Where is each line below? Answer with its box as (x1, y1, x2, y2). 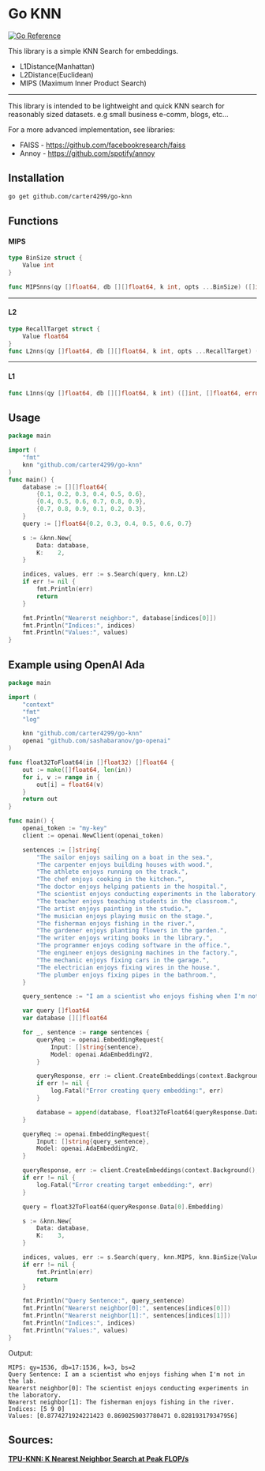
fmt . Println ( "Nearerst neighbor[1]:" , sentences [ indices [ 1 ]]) (22, 1312, 231, 1320)
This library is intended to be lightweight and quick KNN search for (8, 100, 225, 111)
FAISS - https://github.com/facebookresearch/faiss (19, 140, 186, 149)
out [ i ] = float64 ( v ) (36, 781, 104, 788)
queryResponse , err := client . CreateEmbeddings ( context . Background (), (22, 1167, 259, 1174)
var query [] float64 (22, 1007, 90, 1015)
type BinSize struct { (8, 254, 83, 262)
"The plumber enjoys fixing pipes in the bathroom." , (36, 970, 217, 979)
